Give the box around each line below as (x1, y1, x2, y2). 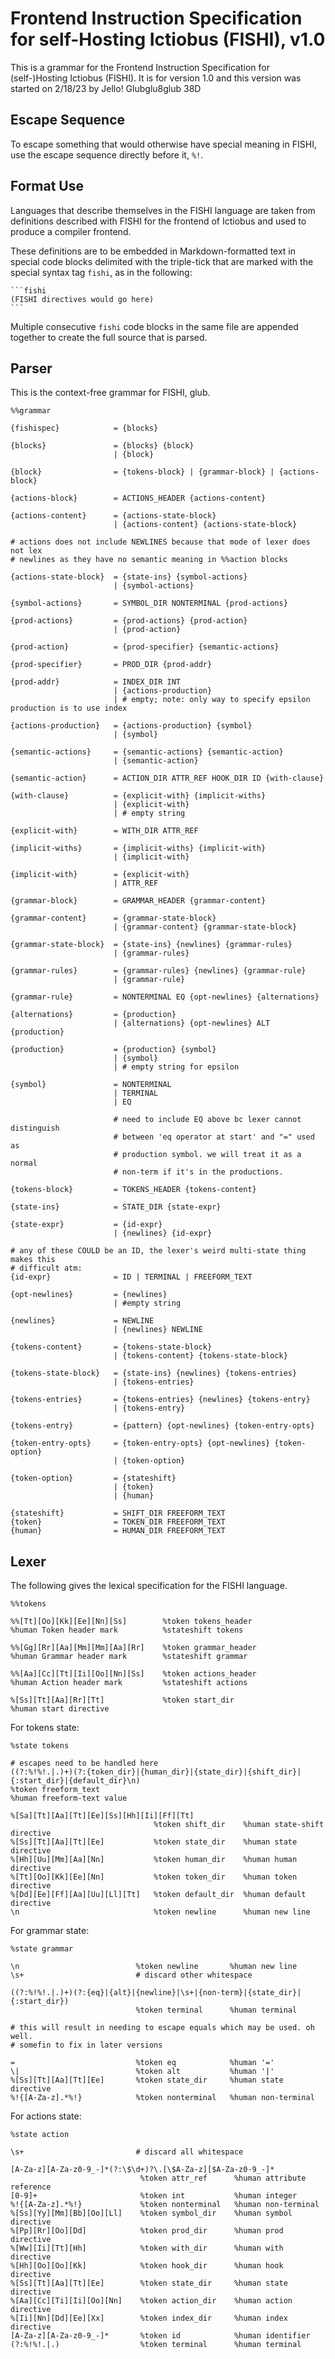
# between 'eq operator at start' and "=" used (113, 1132, 315, 1142)
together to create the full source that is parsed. (10, 331, 208, 343)
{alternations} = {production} (10, 1010, 177, 1020)
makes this (10, 1255, 56, 1265)
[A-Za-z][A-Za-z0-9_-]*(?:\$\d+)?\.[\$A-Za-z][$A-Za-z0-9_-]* (10, 2165, 275, 2175)
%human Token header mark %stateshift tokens (10, 1625, 244, 1636)
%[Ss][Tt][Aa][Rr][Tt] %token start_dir (10, 1695, 235, 1706)
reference (10, 2182, 52, 2192)
